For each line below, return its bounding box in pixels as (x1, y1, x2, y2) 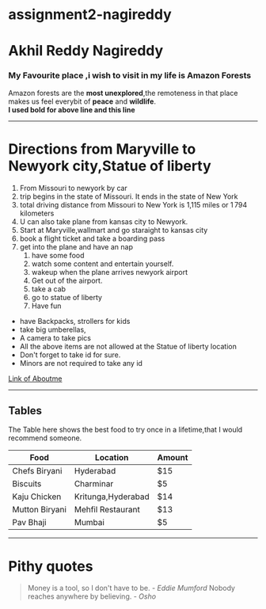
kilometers (19, 208, 55, 218)
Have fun (31, 301, 62, 310)
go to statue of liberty (31, 292, 103, 302)
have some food (31, 250, 85, 260)
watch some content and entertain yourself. (31, 259, 174, 268)
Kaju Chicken (12, 491, 62, 502)
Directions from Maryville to (8, 140, 196, 158)
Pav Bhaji (12, 517, 47, 528)
